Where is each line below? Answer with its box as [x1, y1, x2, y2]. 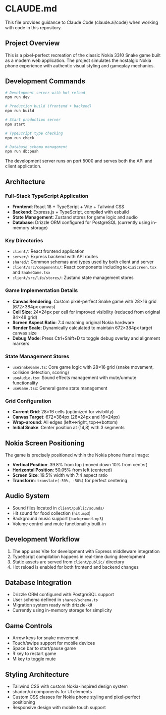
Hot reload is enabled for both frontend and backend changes [12, 564, 139, 570]
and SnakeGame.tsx [12, 270, 51, 275]
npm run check [5, 135, 35, 140]
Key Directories [5, 237, 44, 244]
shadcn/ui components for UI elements [12, 689, 92, 695]
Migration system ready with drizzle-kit [12, 602, 93, 608]
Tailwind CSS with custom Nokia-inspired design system [12, 683, 128, 689]
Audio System [5, 492, 50, 500]
